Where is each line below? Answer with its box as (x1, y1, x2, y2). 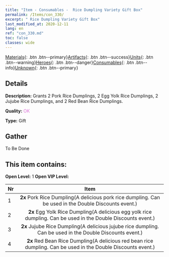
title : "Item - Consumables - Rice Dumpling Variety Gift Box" (5, 7, 143, 13)
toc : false (5, 36, 28, 41)
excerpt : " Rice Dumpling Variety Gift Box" (5, 17, 100, 22)
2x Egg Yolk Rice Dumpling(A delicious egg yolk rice (28, 209, 152, 216)
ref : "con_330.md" (5, 31, 44, 36)
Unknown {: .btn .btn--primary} (15, 65, 78, 71)
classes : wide (5, 40, 35, 45)
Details (5, 79, 28, 88)
